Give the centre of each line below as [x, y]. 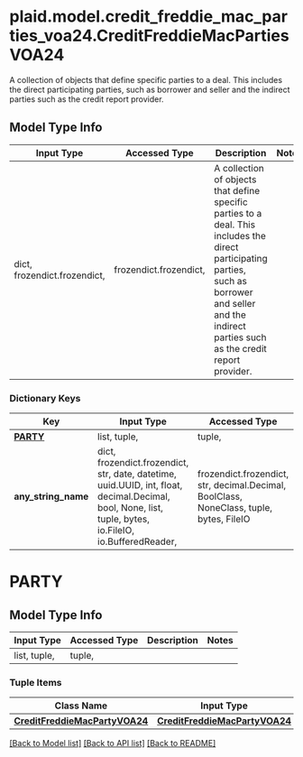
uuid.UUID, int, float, [140, 485]
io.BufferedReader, [138, 541]
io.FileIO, [116, 531]
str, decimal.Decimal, [242, 485]
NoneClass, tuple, [235, 508]
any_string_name [51, 496]
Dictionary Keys [45, 398]
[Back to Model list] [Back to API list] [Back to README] [113, 743]
